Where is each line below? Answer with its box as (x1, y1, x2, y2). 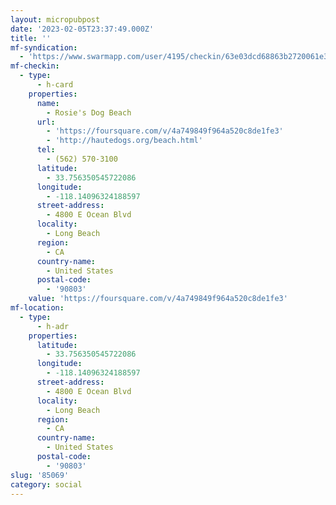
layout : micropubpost (10, 14, 101, 25)
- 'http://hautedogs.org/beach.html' (46, 136, 203, 146)
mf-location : (10, 303, 65, 313)
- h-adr (36, 321, 70, 331)
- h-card (36, 80, 74, 90)
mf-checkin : (10, 61, 60, 71)
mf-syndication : (10, 42, 78, 53)
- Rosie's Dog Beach (46, 107, 132, 118)
